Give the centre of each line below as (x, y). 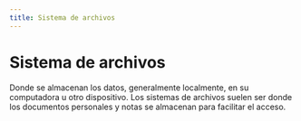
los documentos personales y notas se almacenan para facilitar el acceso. (148, 107)
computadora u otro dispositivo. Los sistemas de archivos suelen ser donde (151, 97)
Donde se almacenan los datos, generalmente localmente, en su (129, 88)
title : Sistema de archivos (63, 18)
